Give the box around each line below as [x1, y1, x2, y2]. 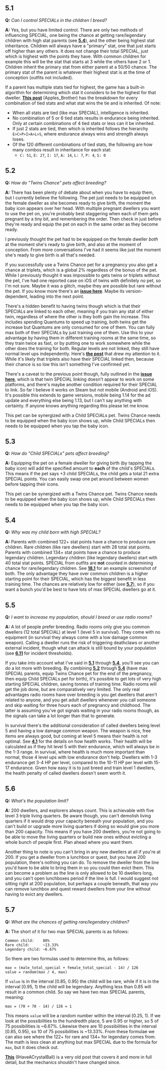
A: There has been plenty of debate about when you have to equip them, [5, 189, 154, 195]
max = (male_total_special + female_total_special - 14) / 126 [5, 965, 139, 970]
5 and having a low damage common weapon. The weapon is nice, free [5, 728, 151, 734]
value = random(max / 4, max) [5, 969, 68, 974]
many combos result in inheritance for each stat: [12, 146, 111, 152]
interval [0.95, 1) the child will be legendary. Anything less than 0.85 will [5, 983, 151, 989]
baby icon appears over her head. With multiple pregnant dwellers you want [5, 205, 160, 211]
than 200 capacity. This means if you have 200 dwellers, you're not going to [5, 828, 161, 834]
